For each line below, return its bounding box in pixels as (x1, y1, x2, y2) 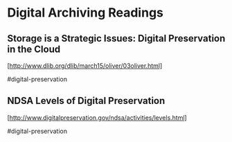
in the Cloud (7, 43, 61, 55)
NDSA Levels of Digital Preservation (7, 95, 166, 107)
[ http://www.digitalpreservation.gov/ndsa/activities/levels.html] (7, 113, 187, 122)
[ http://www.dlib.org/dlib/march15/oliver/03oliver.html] (7, 62, 163, 70)
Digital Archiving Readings (7, 5, 164, 21)
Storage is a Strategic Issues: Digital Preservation (7, 33, 226, 44)
